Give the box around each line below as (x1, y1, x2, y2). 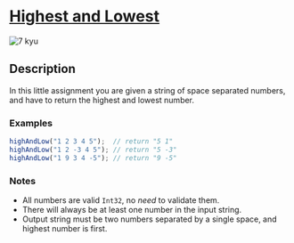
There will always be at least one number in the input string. (21, 204, 242, 215)
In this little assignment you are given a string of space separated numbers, (9, 85, 286, 95)
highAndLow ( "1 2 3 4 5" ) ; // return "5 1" (9, 137, 174, 146)
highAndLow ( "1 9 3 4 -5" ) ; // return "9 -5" (9, 153, 177, 162)
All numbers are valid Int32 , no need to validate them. (21, 194, 220, 206)
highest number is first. (21, 223, 108, 233)
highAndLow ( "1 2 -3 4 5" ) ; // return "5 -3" (9, 145, 177, 154)
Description (9, 61, 76, 77)
